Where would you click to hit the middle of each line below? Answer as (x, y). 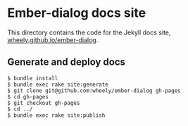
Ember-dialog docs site (77, 13)
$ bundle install (33, 78)
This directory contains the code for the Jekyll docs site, (89, 32)
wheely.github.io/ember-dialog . (53, 39)
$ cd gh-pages (28, 96)
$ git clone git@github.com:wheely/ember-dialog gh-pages (94, 90)
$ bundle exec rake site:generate (58, 84)
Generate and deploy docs (66, 62)
